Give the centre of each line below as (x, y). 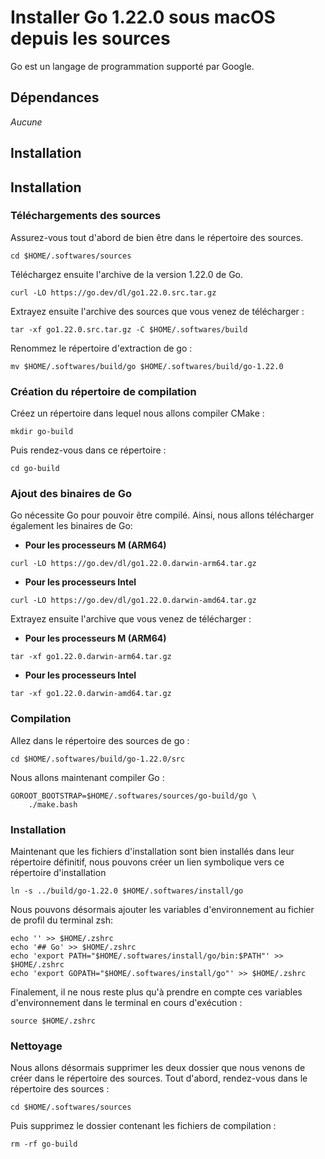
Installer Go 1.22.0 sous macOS (143, 17)
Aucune (26, 122)
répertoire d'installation (58, 873)
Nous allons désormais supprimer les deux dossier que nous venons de (158, 1068)
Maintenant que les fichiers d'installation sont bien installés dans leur (152, 852)
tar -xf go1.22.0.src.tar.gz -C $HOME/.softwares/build (129, 329)
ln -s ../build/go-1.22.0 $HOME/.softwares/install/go (127, 891)
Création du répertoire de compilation (103, 391)
